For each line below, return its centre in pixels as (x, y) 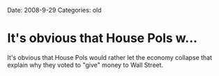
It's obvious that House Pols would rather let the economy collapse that (110, 57)
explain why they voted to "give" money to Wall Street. (85, 65)
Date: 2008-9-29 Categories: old (55, 10)
